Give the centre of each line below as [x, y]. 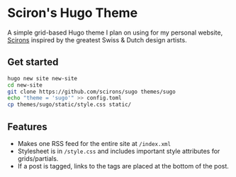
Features [27, 127]
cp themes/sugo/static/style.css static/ [69, 105]
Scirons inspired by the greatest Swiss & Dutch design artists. [97, 39]
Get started [33, 62]
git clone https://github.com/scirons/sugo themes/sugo [91, 92]
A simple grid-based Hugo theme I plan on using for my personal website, [115, 32]
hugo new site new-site [43, 78]
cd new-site [25, 85]
